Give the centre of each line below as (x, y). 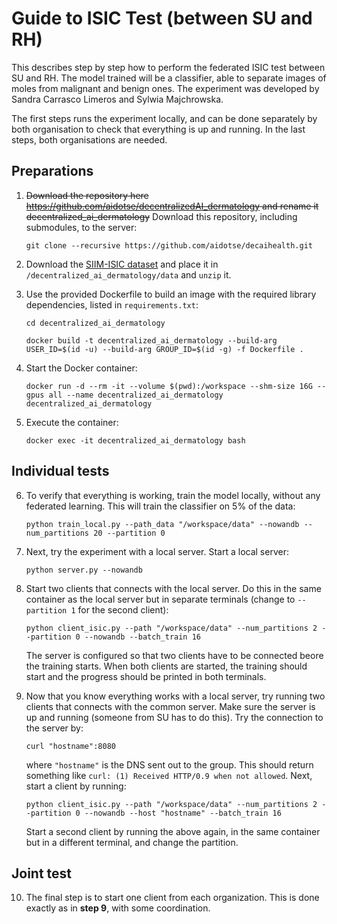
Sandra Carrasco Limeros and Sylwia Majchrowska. (117, 99)
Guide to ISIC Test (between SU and (162, 18)
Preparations (52, 171)
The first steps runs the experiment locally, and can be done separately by (164, 118)
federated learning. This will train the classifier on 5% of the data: (160, 506)
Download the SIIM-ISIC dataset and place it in (122, 264)
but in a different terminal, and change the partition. (132, 842)
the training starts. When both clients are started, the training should (166, 666)
